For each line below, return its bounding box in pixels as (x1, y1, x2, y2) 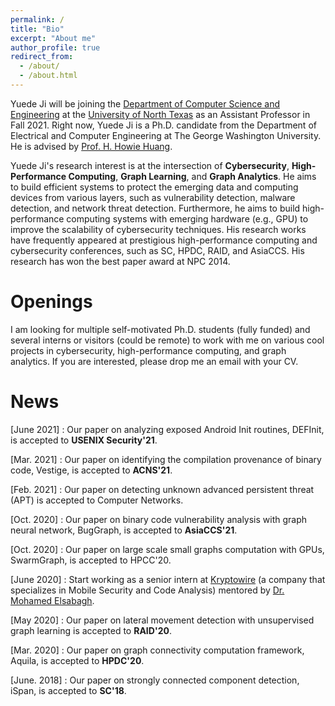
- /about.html (19, 71, 78, 81)
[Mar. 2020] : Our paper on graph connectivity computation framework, (10, 644, 305, 656)
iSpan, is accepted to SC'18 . (10, 684, 127, 696)
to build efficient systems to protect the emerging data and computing (10, 181, 299, 193)
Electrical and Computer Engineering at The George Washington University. (10, 129, 322, 141)
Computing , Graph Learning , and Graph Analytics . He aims (68, 170, 317, 182)
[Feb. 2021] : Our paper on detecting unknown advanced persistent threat (10, 483, 315, 495)
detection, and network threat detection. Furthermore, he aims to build (10, 202, 301, 214)
